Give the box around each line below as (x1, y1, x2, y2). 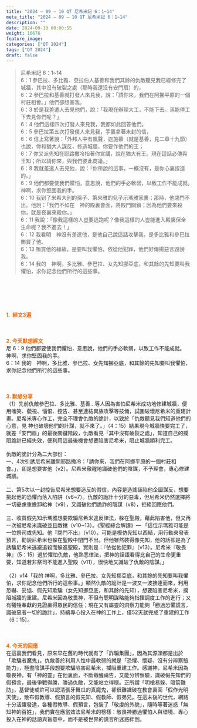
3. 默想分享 (6, 392, 33, 400)
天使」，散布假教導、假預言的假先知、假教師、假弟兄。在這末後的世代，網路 (6, 693, 189, 700)
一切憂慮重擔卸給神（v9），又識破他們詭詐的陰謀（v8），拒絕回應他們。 (6, 501, 178, 508)
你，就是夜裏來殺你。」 (20, 209, 75, 216)
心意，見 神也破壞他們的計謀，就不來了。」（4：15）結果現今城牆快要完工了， (6, 422, 191, 429)
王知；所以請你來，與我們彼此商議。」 (20, 157, 111, 165)
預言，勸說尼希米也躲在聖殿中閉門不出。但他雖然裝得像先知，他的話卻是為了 (6, 536, 191, 544)
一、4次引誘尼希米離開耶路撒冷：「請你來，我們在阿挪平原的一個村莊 (6, 458, 172, 465)
